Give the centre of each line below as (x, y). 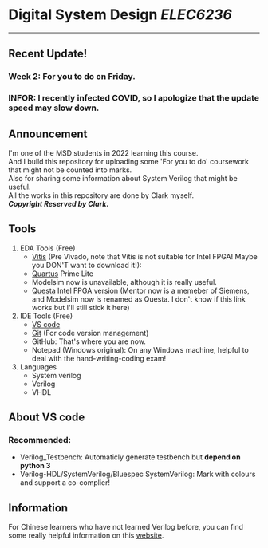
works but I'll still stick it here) (81, 307)
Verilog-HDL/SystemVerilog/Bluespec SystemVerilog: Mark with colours (138, 474)
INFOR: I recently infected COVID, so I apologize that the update (134, 98)
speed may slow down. (54, 108)
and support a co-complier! (65, 483)
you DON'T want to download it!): (87, 265)
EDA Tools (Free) (47, 248)
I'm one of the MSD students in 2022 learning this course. (103, 152)
